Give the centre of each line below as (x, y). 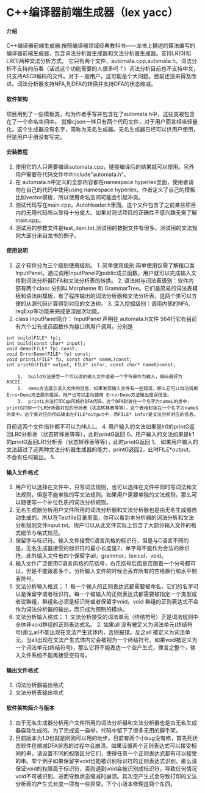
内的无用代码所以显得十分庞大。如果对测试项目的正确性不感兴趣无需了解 (106, 212)
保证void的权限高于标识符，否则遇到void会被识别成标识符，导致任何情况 (106, 769)
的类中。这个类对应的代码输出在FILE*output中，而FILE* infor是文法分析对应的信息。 (102, 415)
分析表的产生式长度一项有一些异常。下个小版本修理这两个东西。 (95, 784)
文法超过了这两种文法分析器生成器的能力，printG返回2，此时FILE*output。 (100, 449)
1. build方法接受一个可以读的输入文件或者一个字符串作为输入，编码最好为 (100, 377)
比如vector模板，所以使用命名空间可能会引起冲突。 (79, 197)
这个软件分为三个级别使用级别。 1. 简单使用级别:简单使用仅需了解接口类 (105, 265)
